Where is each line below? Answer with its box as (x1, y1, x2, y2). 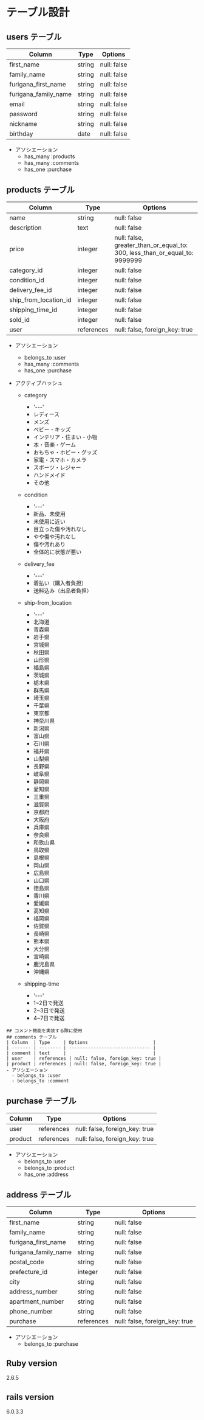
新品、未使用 (33, 510, 66, 517)
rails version (6, 1391, 55, 1402)
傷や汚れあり (33, 540, 66, 548)
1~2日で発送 (33, 999, 64, 1006)
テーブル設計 (6, 5, 70, 19)
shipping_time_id (9, 305, 58, 314)
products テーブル (6, 185, 75, 195)
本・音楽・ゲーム (33, 440, 76, 448)
